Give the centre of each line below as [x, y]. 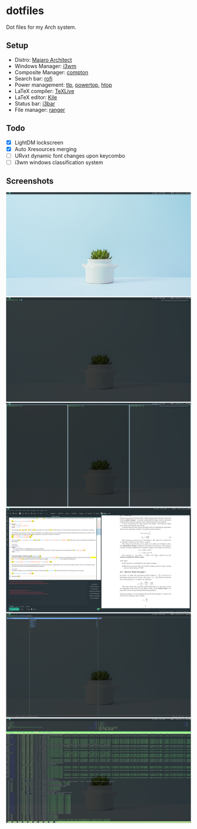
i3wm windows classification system [59, 162]
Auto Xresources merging [46, 149]
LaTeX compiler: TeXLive [44, 91]
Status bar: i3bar [35, 103]
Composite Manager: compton [51, 72]
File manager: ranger [40, 109]
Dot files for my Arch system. [41, 27]
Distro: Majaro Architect [43, 59]
